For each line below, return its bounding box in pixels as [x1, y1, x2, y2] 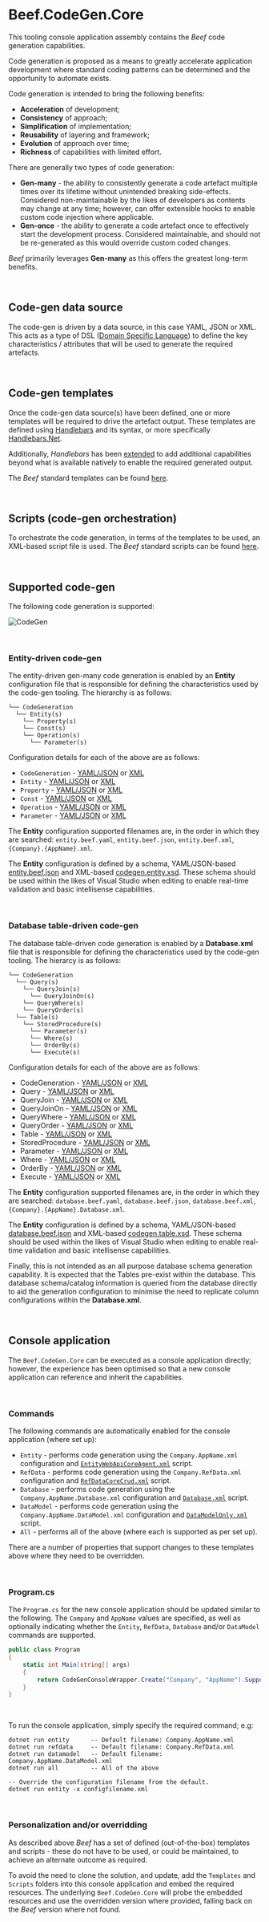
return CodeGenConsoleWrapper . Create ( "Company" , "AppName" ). [37, 1676, 246, 1684]
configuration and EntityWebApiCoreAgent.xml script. [19, 1458, 194, 1468]
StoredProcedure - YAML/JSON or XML [19, 1137, 151, 1147]
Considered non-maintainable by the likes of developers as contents [19, 195, 246, 205]
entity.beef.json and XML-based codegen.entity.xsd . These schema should [8, 868, 256, 877]
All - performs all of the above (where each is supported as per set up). [19, 1526, 258, 1536]
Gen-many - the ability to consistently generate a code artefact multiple [19, 178, 258, 188]
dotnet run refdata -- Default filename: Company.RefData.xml [8, 1743, 235, 1751]
